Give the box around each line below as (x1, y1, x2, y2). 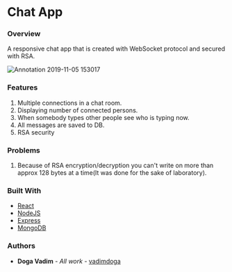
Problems (7, 145, 40, 155)
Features (7, 83, 38, 92)
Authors (7, 241, 36, 250)
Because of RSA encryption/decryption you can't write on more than (17, 161, 214, 170)
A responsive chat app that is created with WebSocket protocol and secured (7, 44, 226, 53)
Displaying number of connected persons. (17, 105, 138, 114)
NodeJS (17, 209, 41, 217)
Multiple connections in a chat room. (17, 99, 122, 107)
